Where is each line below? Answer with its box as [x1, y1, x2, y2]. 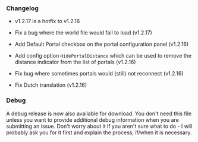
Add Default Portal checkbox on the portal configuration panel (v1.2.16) [14, 40, 189, 48]
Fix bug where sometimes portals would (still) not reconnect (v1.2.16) [14, 70, 184, 77]
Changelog [6, 4, 39, 12]
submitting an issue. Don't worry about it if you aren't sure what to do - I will [6, 122, 193, 130]
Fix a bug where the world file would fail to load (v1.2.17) [14, 29, 153, 36]
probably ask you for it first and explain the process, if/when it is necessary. [6, 129, 192, 136]
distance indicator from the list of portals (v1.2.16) [14, 58, 136, 66]
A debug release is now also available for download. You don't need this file [6, 110, 192, 117]
